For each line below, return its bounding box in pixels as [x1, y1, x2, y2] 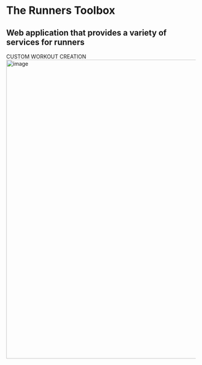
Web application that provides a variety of [6, 28, 167, 38]
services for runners [6, 37, 85, 47]
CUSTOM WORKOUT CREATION [6, 53, 87, 60]
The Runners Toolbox [6, 4, 115, 17]
